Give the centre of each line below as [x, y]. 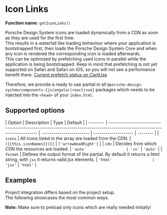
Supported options [35, 110]
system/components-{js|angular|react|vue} [50, 90]
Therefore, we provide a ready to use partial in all [56, 84]
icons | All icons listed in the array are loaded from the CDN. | [68, 138]
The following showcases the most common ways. [57, 198]
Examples [21, 180]
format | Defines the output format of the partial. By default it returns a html [82, 154]
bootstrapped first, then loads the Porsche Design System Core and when [81, 48]
